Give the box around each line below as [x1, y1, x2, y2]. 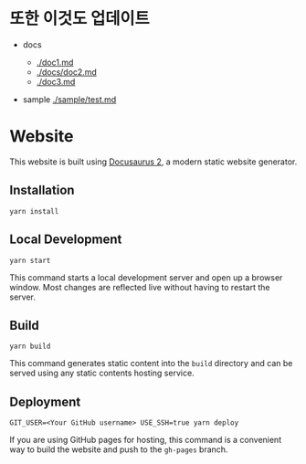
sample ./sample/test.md [22, 93, 117, 105]
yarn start [9, 256, 51, 265]
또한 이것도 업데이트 [9, 8, 151, 29]
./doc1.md [36, 57, 74, 68]
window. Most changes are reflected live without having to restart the [9, 281, 270, 292]
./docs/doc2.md [36, 66, 98, 78]
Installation [9, 183, 75, 198]
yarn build [9, 342, 51, 352]
